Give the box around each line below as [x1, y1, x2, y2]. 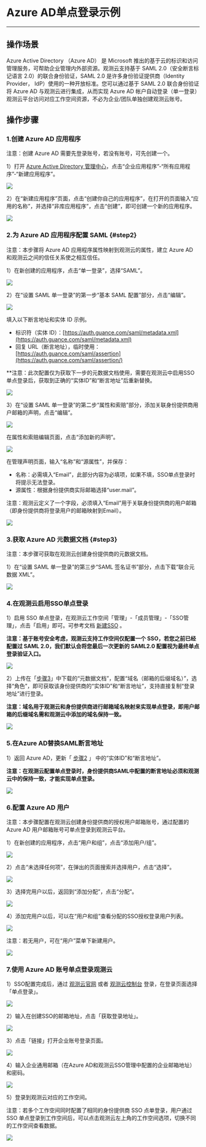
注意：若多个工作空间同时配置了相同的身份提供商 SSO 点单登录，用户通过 [6, 1107, 193, 1114]
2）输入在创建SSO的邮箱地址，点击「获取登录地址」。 [6, 1012, 142, 1020]
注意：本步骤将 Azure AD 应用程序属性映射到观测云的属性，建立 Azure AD [6, 246, 193, 253]
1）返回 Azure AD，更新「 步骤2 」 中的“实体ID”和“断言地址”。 [6, 754, 164, 762]
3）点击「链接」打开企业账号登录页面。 [6, 1037, 107, 1045]
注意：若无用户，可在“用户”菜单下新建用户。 [6, 937, 119, 944]
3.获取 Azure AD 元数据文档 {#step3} [6, 535, 118, 543]
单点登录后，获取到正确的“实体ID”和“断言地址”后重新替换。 [6, 376, 156, 384]
